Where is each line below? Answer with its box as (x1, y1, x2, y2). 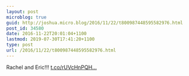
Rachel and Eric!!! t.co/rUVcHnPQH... (6, 64, 97, 71)
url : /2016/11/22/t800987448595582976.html (6, 47, 117, 53)
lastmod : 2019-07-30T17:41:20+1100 (6, 36, 95, 42)
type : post (6, 42, 33, 48)
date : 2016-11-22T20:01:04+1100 (6, 31, 87, 37)
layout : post (6, 8, 39, 15)
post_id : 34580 (6, 25, 44, 31)
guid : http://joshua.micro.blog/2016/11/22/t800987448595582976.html (6, 20, 184, 26)
